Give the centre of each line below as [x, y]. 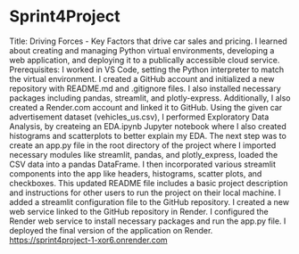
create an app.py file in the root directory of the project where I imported [143, 145]
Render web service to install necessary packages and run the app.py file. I [148, 221]
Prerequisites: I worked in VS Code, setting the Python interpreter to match [146, 70]
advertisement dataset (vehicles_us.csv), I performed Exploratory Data [139, 117]
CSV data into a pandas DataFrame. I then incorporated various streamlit [143, 164]
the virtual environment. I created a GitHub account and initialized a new [142, 78]
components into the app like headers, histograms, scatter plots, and [136, 173]
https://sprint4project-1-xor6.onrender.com [88, 240]
